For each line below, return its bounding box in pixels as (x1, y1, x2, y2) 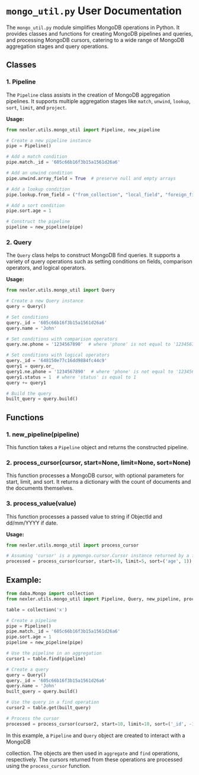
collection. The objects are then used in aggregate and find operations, (6, 749, 179, 757)
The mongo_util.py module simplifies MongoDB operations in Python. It (6, 24, 180, 31)
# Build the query (6, 390, 52, 396)
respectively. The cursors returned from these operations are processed (6, 755, 182, 763)
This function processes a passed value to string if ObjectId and (6, 513, 163, 520)
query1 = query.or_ (6, 363, 54, 369)
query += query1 (6, 380, 46, 386)
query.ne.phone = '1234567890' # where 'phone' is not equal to (6, 341, 171, 348)
